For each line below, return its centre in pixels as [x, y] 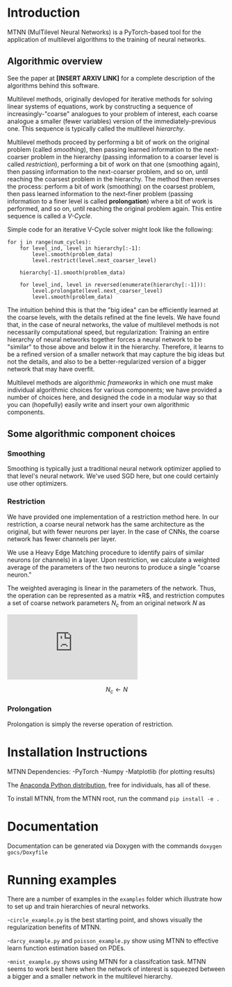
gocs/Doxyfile [28, 852]
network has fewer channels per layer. [62, 539]
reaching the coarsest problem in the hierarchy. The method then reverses [114, 179]
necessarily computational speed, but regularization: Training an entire [108, 332]
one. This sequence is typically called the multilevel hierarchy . [96, 128]
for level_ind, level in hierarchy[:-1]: [80, 248]
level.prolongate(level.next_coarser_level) [98, 291]
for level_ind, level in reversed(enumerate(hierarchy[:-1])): [113, 284]
